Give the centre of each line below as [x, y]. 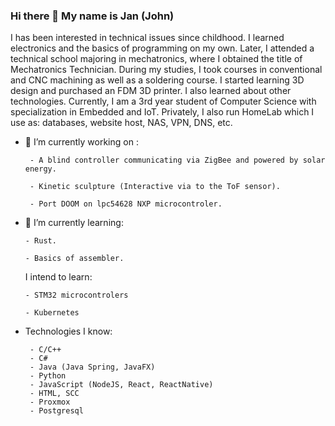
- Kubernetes [52, 313]
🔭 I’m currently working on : [81, 142]
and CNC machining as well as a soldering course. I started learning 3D [157, 80]
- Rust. [40, 241]
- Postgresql [56, 411]
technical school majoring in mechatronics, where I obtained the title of [156, 59]
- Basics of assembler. [74, 259]
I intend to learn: [58, 277]
